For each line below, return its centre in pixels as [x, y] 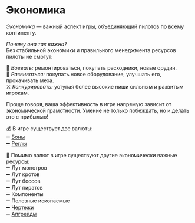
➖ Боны [16, 137]
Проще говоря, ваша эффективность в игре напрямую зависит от [89, 104]
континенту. [21, 32]
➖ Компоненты [25, 194]
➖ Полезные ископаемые [38, 201]
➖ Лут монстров [27, 167]
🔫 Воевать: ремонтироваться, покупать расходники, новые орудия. [92, 67]
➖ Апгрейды [22, 214]
